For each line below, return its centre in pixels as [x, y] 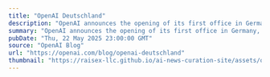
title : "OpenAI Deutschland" [57, 16]
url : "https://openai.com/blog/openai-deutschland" [96, 53]
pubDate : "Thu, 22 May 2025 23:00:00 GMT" [80, 38]
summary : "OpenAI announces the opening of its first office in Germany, [135, 30]
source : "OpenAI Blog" [46, 46]
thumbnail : [27, 61]
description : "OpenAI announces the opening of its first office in [125, 23]
